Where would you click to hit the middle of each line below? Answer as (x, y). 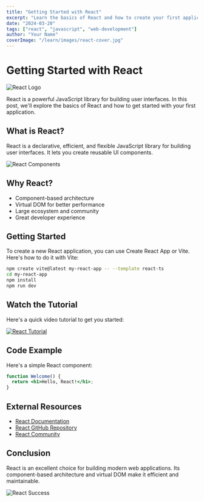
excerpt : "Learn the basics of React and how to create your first (93, 18)
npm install (21, 280)
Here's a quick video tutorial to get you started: (65, 319)
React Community (38, 434)
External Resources (44, 407)
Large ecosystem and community (57, 211)
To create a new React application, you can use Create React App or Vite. (98, 251)
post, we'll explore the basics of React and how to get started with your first (101, 105)
